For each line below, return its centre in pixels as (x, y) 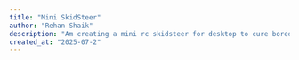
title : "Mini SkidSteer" (55, 17)
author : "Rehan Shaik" (51, 26)
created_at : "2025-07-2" (55, 42)
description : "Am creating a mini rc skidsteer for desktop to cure (139, 34)
